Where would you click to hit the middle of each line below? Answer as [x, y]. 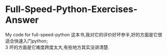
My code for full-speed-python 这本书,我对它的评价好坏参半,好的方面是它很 [84, 34]
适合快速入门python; [27, 41]
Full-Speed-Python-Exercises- [71, 9]
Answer [22, 20]
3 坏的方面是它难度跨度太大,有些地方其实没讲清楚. [57, 47]
